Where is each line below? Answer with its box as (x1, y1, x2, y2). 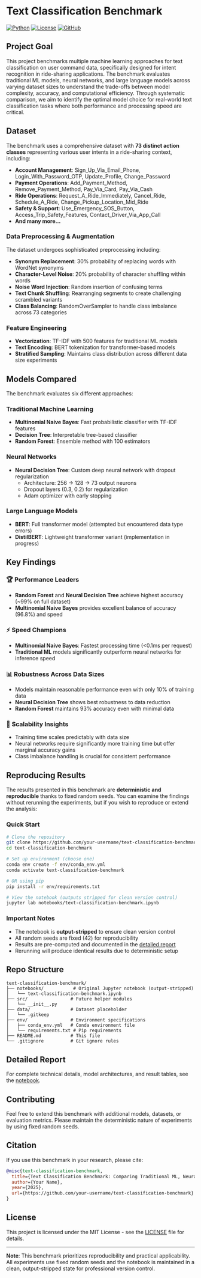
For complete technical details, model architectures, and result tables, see (6, 1071, 188, 1078)
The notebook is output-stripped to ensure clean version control (14, 928, 175, 935)
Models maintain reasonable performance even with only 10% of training (14, 686, 194, 693)
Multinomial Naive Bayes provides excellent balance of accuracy (14, 604, 176, 611)
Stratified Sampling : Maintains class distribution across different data (14, 350, 187, 358)
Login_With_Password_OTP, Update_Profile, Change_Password (14, 172, 170, 180)
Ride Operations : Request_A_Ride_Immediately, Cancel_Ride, (14, 192, 166, 199)
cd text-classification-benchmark (6, 845, 93, 851)
